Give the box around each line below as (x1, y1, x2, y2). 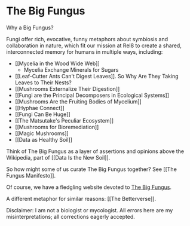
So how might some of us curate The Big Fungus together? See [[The (6, 166, 177, 173)
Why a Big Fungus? (6, 24, 54, 31)
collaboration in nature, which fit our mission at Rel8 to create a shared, (6, 42, 182, 49)
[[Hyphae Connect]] (14, 104, 65, 111)
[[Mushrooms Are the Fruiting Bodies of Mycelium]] (14, 97, 142, 105)
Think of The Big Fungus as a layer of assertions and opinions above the (6, 148, 184, 155)
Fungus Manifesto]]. (6, 172, 56, 179)
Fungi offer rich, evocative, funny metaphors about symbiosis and (6, 35, 168, 42)
